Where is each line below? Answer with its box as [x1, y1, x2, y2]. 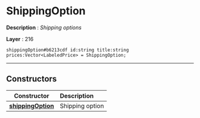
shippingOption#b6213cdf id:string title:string [6, 46, 129, 53]
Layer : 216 [6, 35, 34, 42]
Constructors [6, 74, 57, 84]
